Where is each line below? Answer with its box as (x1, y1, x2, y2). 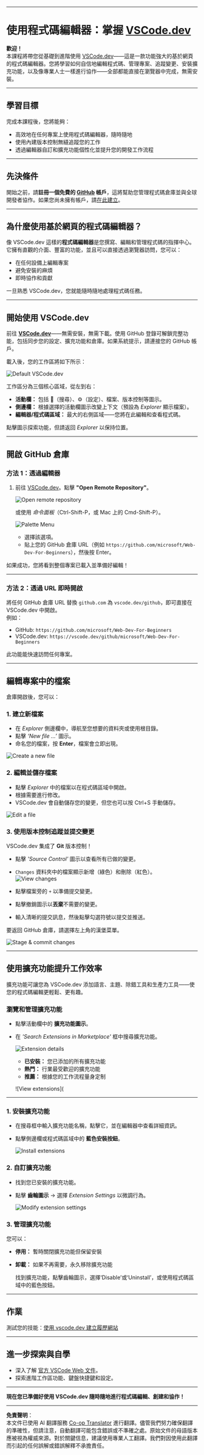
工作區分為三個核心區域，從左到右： (6, 383, 97, 390)
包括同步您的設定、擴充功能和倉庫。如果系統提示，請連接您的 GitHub (16, 337, 190, 345)
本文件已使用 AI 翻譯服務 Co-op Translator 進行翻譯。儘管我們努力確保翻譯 (6, 1419, 193, 1426)
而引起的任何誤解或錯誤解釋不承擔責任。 (6, 1442, 107, 1449)
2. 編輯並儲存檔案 (6, 768, 58, 777)
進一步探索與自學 (6, 1349, 70, 1359)
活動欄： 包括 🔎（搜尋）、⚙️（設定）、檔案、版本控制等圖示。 (15, 396, 165, 403)
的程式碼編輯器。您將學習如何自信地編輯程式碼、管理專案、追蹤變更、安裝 (6, 60, 192, 67)
